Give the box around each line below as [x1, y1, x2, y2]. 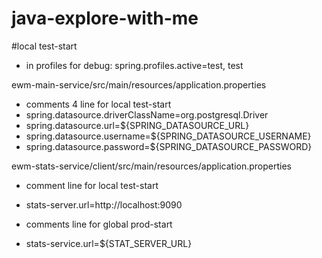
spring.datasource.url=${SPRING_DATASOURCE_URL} [25, 119, 250, 131]
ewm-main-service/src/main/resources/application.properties [11, 78, 267, 91]
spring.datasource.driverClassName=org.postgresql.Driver [25, 108, 269, 121]
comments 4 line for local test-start [25, 98, 172, 110]
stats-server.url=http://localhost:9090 [25, 198, 183, 211]
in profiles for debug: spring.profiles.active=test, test [25, 59, 244, 71]
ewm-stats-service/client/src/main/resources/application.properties [11, 160, 292, 172]
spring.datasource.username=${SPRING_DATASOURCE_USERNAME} [25, 130, 312, 142]
